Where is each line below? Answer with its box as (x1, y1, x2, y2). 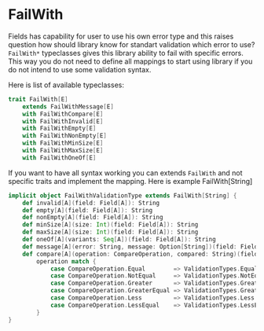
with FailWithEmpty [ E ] (22, 124, 97, 133)
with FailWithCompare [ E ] (22, 110, 104, 118)
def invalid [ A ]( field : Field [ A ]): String (22, 199, 159, 207)
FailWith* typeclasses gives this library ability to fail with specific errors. (8, 48, 244, 57)
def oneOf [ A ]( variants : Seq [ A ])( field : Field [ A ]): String (22, 236, 216, 244)
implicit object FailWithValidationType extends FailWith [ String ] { (8, 191, 237, 200)
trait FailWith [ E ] (8, 95, 68, 103)
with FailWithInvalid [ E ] (22, 117, 104, 125)
